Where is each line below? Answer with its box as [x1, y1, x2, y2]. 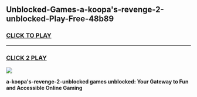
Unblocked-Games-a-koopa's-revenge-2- [6, 5, 164, 15]
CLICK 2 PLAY [6, 53, 47, 62]
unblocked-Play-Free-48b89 [6, 14, 114, 24]
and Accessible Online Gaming [6, 84, 83, 91]
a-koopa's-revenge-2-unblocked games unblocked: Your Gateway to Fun [6, 78, 189, 85]
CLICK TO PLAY [6, 32, 52, 40]
